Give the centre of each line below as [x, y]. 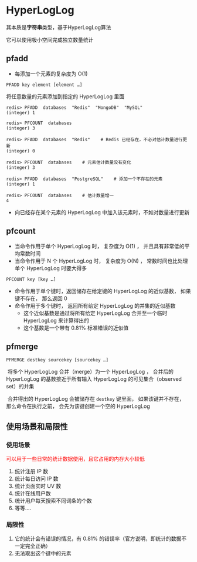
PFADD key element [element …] [44, 85]
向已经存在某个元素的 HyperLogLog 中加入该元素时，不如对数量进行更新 [102, 212]
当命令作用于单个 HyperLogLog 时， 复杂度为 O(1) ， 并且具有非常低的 [99, 246]
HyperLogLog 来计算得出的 [56, 320]
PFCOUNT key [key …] [31, 279]
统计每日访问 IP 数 [36, 479]
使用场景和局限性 [37, 426]
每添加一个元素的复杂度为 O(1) [51, 74]
